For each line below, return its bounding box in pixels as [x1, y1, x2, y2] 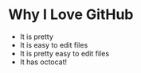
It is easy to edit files [19, 40, 88, 49]
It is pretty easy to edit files [19, 48, 110, 58]
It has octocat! [19, 57, 68, 67]
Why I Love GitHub [8, 6, 134, 24]
